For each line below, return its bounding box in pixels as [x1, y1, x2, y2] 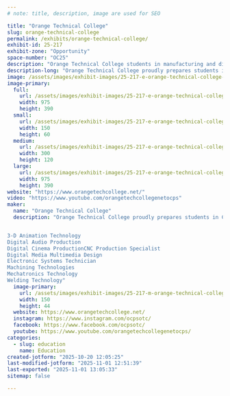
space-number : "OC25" [7, 54, 69, 62]
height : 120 [19, 156, 53, 163]
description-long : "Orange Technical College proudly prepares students [7, 67, 219, 74]
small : [13, 112, 32, 119]
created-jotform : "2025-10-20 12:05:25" [7, 353, 125, 360]
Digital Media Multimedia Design [7, 251, 103, 258]
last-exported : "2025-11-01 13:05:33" [7, 366, 118, 373]
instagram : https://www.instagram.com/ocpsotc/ [13, 315, 152, 323]
